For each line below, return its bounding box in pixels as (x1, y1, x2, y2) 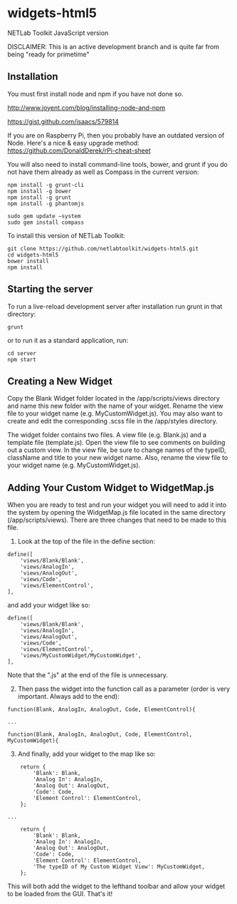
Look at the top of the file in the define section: (17, 537, 155, 546)
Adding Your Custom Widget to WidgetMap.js (7, 481, 215, 493)
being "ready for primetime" (7, 50, 90, 58)
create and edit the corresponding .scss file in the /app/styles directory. (7, 417, 218, 426)
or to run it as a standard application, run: (7, 336, 129, 344)
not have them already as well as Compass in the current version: (7, 168, 199, 176)
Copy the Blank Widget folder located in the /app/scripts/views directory (7, 394, 221, 403)
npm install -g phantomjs (7, 200, 84, 207)
